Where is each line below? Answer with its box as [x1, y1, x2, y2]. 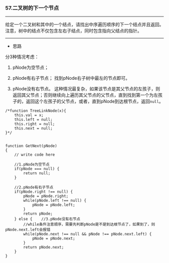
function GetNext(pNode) [5, 144, 57, 149]
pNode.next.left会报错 [5, 227, 51, 232]
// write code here [14, 152, 55, 158]
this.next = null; [14, 126, 53, 131]
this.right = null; [14, 121, 55, 126]
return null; [23, 171, 51, 176]
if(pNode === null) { [14, 167, 59, 172]
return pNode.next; [23, 245, 64, 250]
